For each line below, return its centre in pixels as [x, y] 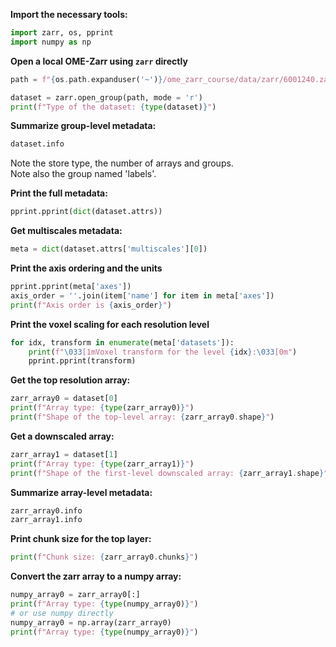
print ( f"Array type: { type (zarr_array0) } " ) [102, 408]
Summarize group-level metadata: [83, 126]
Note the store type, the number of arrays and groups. [122, 163]
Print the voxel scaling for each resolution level [110, 324]
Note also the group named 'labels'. [83, 174]
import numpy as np [51, 42]
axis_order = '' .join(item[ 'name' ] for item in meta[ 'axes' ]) [142, 295]
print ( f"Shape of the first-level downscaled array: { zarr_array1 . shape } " [169, 473]
